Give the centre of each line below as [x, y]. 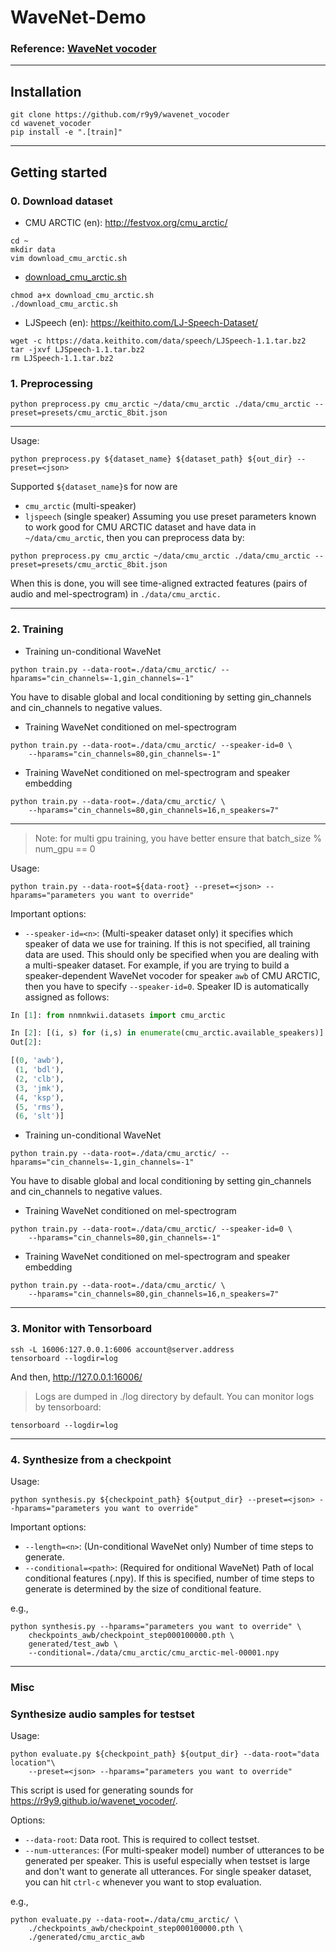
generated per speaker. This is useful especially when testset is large [167, 1861]
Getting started [59, 172]
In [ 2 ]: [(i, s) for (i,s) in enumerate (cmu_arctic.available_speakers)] [167, 1033]
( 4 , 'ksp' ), [39, 1097]
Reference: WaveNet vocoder [83, 49]
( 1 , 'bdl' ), [39, 1070]
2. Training [37, 629]
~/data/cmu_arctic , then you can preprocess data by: [134, 538]
